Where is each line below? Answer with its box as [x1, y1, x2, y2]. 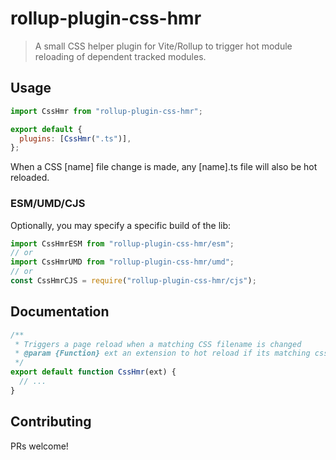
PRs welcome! [10, 440, 69, 452]
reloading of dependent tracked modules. [34, 50, 207, 62]
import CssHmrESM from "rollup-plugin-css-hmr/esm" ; [10, 238, 235, 249]
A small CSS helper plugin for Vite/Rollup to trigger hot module [34, 40, 293, 52]
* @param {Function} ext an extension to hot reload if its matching [14, 348, 311, 359]
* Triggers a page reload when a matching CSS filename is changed [14, 339, 302, 349]
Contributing [10, 413, 92, 431]
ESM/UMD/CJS [10, 197, 86, 211]
